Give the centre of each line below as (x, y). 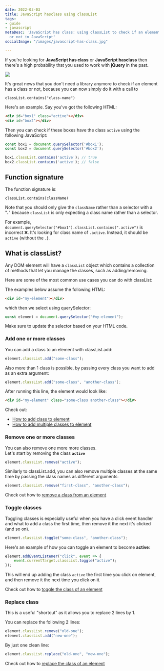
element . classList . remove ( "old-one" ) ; (44, 631)
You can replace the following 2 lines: (43, 622)
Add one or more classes (35, 339)
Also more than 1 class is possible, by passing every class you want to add (80, 368)
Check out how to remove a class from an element (56, 495)
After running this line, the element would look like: (56, 391)
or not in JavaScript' (32, 37)
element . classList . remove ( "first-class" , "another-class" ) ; (68, 486)
